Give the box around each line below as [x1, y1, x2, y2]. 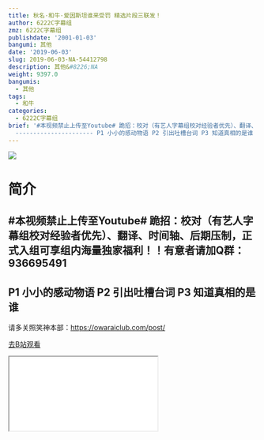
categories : [8, 107, 47, 115]
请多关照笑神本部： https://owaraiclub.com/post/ [8, 323, 166, 333]
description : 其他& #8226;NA [8, 63, 99, 71]
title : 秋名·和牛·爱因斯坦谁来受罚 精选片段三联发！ [8, 11, 162, 20]
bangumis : [8, 77, 41, 85]
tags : [8, 92, 26, 100]
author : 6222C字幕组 [8, 19, 73, 27]
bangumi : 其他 [8, 41, 53, 49]
